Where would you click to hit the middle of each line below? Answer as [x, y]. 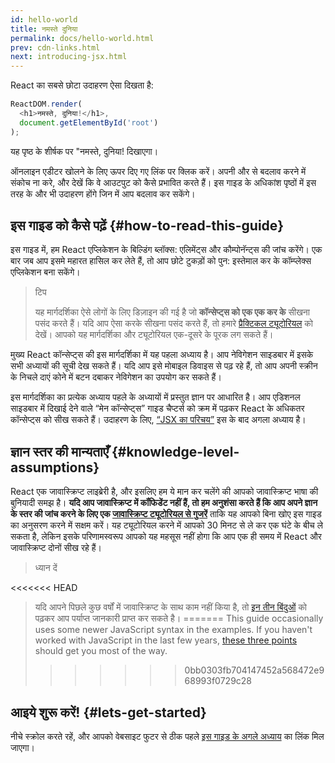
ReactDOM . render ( [46, 104]
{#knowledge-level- [175, 451]
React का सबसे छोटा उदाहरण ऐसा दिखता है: [82, 85]
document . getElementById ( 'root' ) [89, 122]
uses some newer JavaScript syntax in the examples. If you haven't [173, 630]
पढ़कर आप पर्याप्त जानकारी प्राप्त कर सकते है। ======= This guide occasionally [179, 618]
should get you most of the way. [101, 651]
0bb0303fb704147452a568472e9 [254, 670]
